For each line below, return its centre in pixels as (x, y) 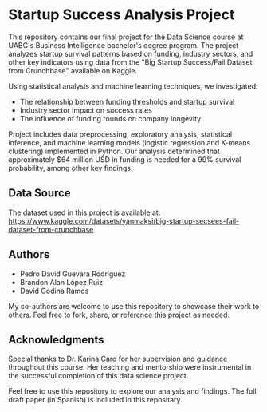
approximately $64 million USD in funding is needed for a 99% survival (125, 159)
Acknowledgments (57, 340)
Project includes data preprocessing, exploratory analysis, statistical (120, 134)
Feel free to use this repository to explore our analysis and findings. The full (132, 391)
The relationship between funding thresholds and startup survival (127, 101)
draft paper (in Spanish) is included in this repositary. (95, 400)
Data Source (39, 193)
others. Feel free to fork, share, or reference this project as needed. (119, 315)
